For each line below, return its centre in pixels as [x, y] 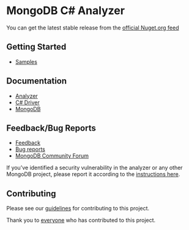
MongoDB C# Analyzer [66, 11]
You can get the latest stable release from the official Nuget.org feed [93, 28]
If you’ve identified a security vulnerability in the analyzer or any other [94, 168]
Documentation [37, 81]
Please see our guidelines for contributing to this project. [78, 209]
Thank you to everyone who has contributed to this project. [81, 220]
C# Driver [27, 102]
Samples [26, 61]
